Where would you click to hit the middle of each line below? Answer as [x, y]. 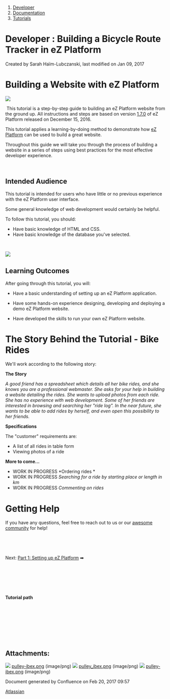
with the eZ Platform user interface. [42, 199]
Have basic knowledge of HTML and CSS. [56, 229]
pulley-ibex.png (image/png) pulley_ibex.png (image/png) [75, 666]
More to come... [22, 462]
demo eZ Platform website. [41, 309]
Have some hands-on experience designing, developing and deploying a [89, 303]
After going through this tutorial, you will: [48, 283]
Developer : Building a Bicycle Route [83, 39]
